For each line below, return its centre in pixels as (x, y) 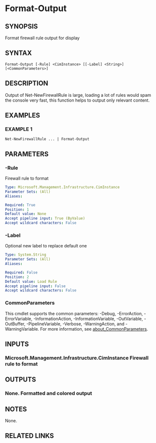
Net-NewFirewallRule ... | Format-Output (47, 139)
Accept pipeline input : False (35, 286)
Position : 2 (17, 277)
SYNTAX (19, 53)
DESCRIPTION (27, 84)
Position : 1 (17, 209)
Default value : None (26, 214)
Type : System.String (26, 255)
